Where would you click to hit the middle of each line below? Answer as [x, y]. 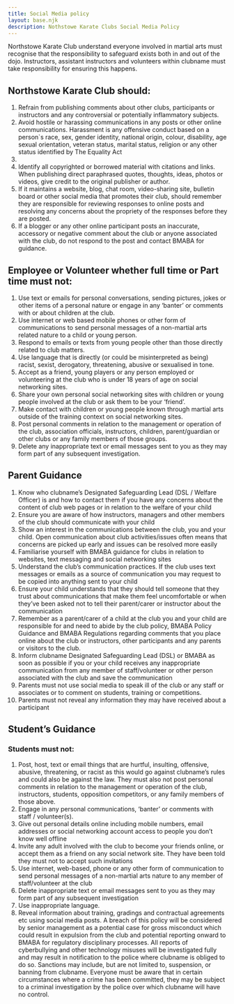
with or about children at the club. [67, 313]
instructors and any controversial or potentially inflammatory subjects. [118, 115]
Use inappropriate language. [59, 905]
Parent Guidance [45, 475]
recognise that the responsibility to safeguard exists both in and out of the [114, 54]
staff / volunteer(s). [46, 816]
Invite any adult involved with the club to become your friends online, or [121, 846]
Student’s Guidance [52, 729]
